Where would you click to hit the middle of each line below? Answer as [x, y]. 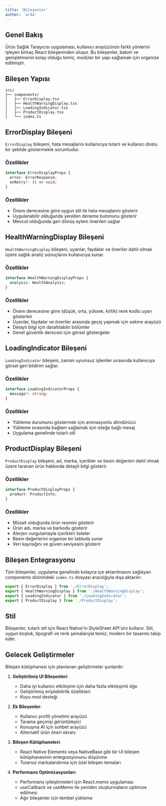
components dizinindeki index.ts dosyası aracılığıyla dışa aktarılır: [73, 577]
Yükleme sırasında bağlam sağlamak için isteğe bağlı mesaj [74, 428]
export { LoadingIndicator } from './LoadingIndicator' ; [66, 596]
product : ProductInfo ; [33, 494]
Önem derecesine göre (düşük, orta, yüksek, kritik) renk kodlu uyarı [82, 311]
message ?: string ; [29, 394]
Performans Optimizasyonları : [44, 772]
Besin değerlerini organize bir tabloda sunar [58, 539]
